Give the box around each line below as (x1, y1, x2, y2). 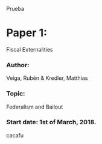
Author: (6, 61, 30, 69)
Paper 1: (6, 26, 47, 40)
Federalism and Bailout (6, 103, 63, 110)
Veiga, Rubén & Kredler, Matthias (6, 74, 88, 82)
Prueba (6, 5, 25, 12)
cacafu (6, 131, 24, 139)
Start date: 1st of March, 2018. (6, 118, 97, 127)
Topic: (6, 89, 25, 98)
